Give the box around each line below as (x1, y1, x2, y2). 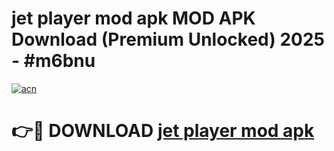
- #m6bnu (11, 50, 96, 72)
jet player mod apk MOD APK (11, 7, 256, 30)
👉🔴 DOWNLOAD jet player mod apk (11, 120, 315, 142)
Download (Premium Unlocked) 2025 (11, 28, 326, 51)
